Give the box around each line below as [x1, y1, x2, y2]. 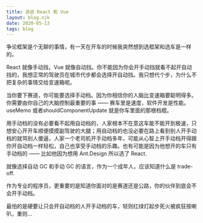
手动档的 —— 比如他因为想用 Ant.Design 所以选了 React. [6, 150, 147, 158]
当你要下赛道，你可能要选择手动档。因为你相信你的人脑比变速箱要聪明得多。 [6, 92, 197, 99]
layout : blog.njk [6, 15, 50, 21]
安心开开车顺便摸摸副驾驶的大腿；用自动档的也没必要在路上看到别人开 [11, 127, 186, 135]
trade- [177, 163, 193, 170]
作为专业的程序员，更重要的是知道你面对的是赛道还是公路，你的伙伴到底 [6, 182, 186, 190]
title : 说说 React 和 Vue [6, 8, 69, 15]
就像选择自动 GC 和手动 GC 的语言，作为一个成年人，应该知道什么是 [6, 163, 176, 170]
